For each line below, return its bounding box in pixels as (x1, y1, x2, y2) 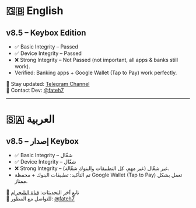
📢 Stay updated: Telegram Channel (6, 81, 90, 87)
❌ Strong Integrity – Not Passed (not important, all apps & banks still (14, 57, 178, 63)
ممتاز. (14, 178, 28, 185)
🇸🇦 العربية (6, 113, 55, 126)
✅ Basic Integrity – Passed (14, 43, 79, 50)
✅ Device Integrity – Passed (14, 50, 82, 57)
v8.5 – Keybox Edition (6, 27, 86, 37)
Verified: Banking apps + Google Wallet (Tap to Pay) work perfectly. (14, 69, 177, 76)
